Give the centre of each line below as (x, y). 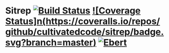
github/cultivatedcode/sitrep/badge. (84, 32)
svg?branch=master (49, 43)
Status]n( (26, 21)
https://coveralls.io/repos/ (103, 21)
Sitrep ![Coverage (73, 11)
